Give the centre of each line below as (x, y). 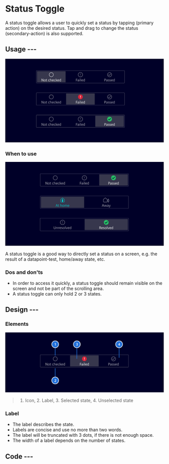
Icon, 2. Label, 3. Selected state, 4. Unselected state (79, 400)
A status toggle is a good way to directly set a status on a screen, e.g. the (81, 254)
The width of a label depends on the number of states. (69, 441)
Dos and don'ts (24, 272)
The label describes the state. (43, 425)
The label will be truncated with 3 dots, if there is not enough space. (83, 435)
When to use (21, 153)
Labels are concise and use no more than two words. (67, 430)
